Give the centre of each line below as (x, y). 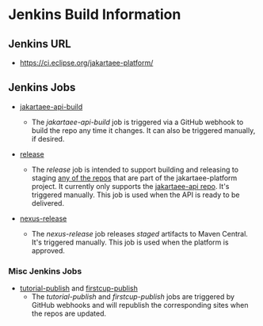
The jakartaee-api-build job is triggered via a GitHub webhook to (137, 122)
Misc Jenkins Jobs (45, 271)
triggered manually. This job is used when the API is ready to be (135, 195)
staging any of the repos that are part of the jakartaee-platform (134, 178)
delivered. (48, 203)
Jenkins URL (40, 44)
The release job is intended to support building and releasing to (135, 169)
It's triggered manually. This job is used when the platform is (130, 242)
